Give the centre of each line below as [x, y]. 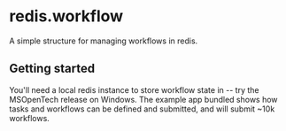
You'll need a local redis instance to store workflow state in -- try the [134, 89]
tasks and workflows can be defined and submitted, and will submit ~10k [142, 109]
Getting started [52, 69]
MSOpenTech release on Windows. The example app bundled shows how [143, 99]
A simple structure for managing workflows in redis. [104, 41]
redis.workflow [66, 16]
